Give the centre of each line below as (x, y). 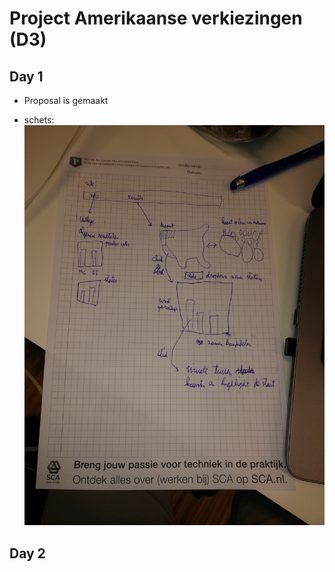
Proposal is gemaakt (66, 100)
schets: (39, 120)
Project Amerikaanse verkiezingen (156, 18)
